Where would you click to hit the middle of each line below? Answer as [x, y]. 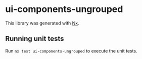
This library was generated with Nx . [42, 23]
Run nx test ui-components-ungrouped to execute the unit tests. [71, 50]
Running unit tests [35, 39]
